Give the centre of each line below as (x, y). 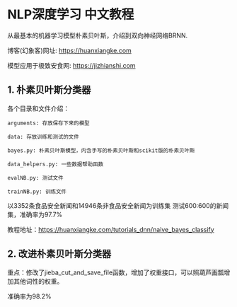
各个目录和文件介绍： (38, 108)
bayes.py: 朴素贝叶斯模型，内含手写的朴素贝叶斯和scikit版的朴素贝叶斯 (101, 150)
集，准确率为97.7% (35, 214)
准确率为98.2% (29, 296)
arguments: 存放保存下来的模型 (48, 123)
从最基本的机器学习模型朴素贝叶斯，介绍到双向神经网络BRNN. (98, 35)
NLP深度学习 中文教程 (71, 15)
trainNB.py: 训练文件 (37, 192)
